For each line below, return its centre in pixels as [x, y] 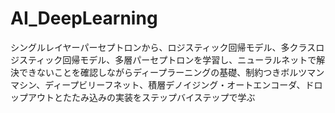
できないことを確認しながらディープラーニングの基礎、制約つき [150, 72]
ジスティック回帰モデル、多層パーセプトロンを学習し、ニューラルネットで [163, 59]
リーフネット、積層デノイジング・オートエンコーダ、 [196, 84]
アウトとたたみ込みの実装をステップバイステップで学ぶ [141, 97]
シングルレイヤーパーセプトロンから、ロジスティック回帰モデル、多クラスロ [167, 47]
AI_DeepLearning [84, 18]
